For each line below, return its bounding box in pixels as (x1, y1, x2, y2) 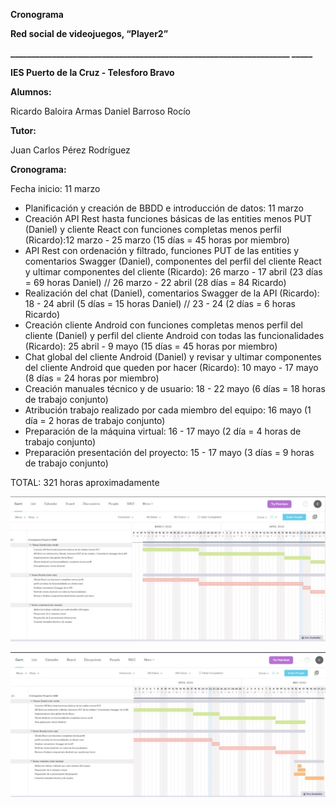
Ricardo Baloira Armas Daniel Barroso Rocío (10, 105, 191, 117)
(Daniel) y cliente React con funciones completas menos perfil (24, 224, 282, 235)
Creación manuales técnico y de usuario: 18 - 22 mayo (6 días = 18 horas (24, 383, 326, 394)
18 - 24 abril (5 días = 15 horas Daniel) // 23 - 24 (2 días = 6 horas (24, 298, 296, 309)
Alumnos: (10, 86, 52, 98)
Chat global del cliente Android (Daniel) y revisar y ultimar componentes (24, 351, 322, 363)
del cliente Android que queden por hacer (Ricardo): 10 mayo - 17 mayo (24, 362, 319, 373)
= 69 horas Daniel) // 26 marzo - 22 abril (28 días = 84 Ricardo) (24, 277, 287, 288)
